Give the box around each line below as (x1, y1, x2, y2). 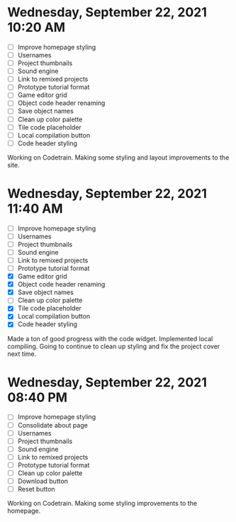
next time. (7, 349, 37, 358)
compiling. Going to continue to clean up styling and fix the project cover (7, 342, 220, 350)
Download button (17, 477, 69, 485)
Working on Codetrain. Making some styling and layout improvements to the (7, 153, 230, 162)
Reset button (17, 485, 55, 493)
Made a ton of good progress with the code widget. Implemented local (7, 334, 213, 343)
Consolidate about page (17, 421, 89, 429)
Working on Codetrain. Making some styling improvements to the (7, 499, 197, 508)
